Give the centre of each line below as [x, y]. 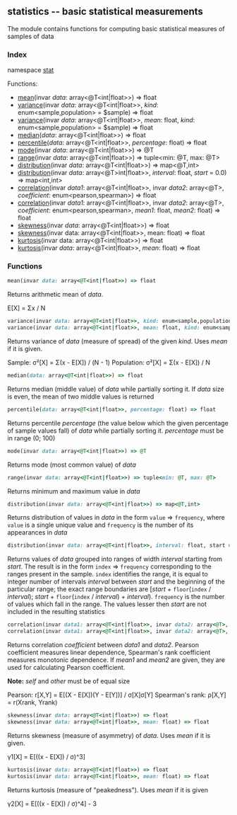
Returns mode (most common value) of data [72, 465]
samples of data [31, 36]
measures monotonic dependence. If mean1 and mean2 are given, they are [116, 660]
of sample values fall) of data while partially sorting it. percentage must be [116, 431]
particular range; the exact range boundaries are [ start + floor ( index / [109, 589]
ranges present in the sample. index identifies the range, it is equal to [108, 574]
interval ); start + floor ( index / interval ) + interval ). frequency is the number [116, 597]
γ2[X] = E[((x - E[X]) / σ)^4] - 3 [52, 804]
